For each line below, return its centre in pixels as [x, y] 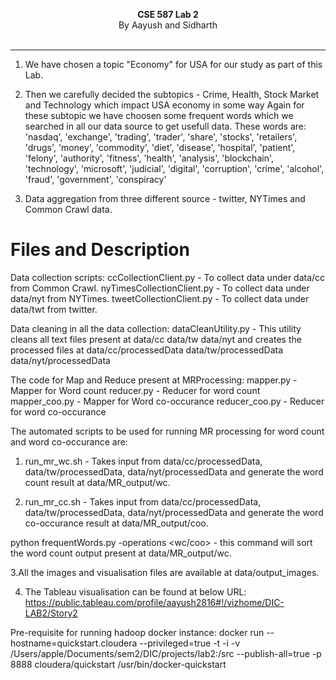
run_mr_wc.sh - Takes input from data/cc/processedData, [143, 461]
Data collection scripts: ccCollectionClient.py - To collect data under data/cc [168, 277]
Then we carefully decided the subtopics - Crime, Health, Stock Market [172, 94]
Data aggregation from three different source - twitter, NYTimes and [165, 198]
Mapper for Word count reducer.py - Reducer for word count [135, 390]
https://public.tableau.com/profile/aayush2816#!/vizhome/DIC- [154, 602]
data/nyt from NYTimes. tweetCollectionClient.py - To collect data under [160, 298]
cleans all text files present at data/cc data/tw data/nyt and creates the [156, 339]
